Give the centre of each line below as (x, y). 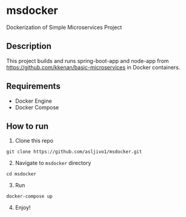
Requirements (33, 86)
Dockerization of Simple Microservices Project (64, 27)
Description (29, 46)
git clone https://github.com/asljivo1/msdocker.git (74, 152)
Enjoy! (23, 208)
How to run (28, 126)
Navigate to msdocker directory (53, 163)
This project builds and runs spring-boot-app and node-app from (88, 60)
